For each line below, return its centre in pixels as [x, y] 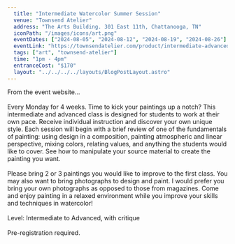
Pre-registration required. [44, 232]
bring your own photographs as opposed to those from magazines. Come [113, 188]
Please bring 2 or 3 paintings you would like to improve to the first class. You [117, 173]
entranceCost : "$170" [45, 66]
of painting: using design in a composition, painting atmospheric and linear [115, 136]
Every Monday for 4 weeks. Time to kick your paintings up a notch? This [112, 107]
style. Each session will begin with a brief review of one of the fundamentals [117, 129]
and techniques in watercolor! [50, 203]
